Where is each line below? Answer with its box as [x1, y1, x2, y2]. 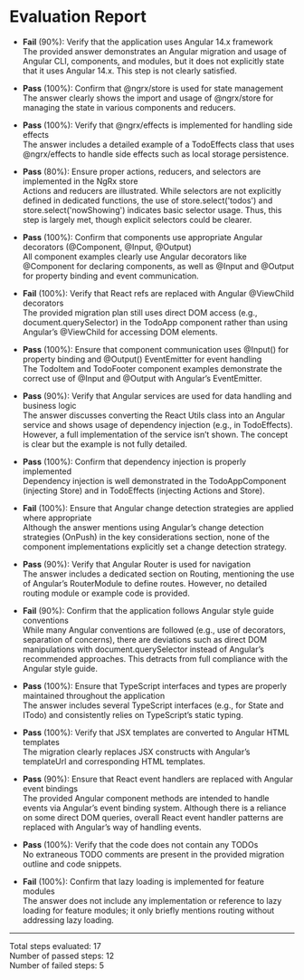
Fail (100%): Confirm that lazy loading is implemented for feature [22, 876, 265, 887]
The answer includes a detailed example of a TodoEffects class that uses [22, 139, 295, 150]
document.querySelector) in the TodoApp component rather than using [22, 316, 288, 327]
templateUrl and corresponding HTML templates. [22, 755, 206, 767]
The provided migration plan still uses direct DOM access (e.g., [22, 306, 258, 318]
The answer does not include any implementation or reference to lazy [22, 895, 282, 906]
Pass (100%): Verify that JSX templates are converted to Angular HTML [22, 727, 290, 738]
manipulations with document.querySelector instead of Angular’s [22, 644, 265, 655]
